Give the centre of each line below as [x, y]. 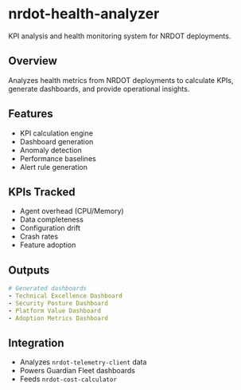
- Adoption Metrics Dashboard [58, 318]
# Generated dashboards [48, 289]
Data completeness [51, 219]
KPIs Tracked [42, 192]
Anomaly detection [51, 150]
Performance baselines [58, 158]
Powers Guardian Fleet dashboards [77, 371]
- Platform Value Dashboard [55, 311]
